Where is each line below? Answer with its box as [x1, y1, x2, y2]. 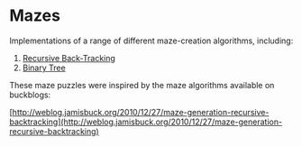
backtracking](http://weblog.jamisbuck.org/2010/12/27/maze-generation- [9, 116, 282, 127]
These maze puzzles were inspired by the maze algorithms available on [9, 79, 275, 90]
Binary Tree [22, 62, 66, 73]
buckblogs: [9, 89, 51, 100]
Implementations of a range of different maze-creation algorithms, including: [9, 35, 294, 46]
